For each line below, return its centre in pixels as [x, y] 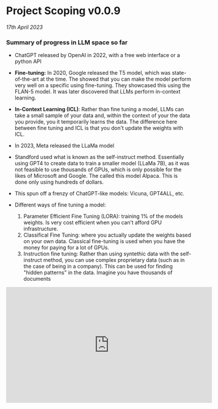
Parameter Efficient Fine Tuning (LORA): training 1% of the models [103, 217]
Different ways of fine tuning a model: [60, 205]
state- [179, 73]
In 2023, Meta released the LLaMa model [64, 146]
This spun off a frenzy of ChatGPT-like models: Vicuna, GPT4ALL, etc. [100, 194]
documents [37, 279]
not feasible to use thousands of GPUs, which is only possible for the [98, 169]
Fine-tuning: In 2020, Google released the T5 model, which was [93, 73]
